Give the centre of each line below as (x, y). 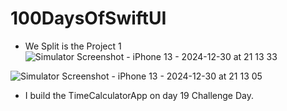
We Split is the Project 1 (73, 46)
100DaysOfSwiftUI (88, 18)
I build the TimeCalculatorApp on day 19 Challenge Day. (139, 95)
